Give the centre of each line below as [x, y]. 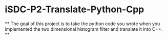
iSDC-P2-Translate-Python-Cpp [75, 9]
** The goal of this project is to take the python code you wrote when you [82, 24]
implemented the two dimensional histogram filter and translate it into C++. [84, 29]
